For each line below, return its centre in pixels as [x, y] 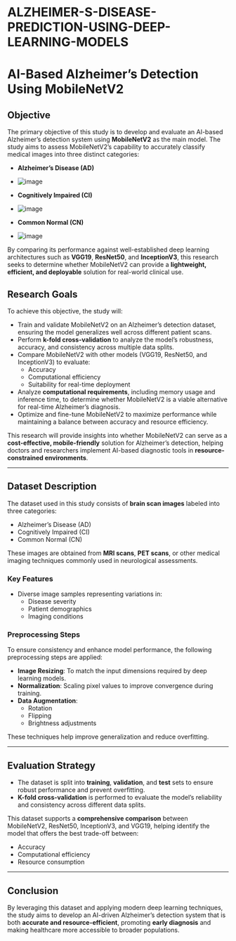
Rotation [40, 708]
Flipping [40, 716]
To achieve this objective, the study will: [65, 311]
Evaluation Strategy [52, 766]
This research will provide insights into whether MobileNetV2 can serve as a [117, 435]
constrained [25, 458]
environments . [66, 458]
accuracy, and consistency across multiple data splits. [96, 347]
